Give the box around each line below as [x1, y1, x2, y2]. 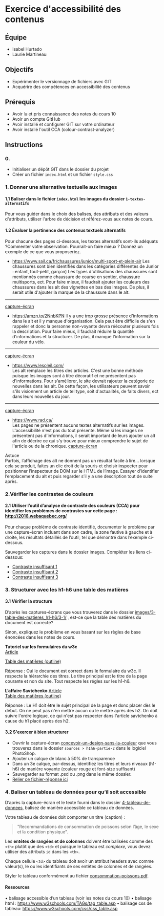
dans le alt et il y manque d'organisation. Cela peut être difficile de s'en [12, 318, 155, 324]
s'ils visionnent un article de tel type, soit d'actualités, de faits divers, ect [12, 388, 159, 394]
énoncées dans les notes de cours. [5, 634, 76, 640]
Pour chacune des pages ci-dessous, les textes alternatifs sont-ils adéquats [5, 238, 158, 244]
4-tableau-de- [122, 800, 151, 806]
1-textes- [125, 196, 145, 201]
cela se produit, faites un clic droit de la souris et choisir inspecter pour [5, 463, 148, 469]
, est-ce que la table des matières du [67, 614, 142, 620]
